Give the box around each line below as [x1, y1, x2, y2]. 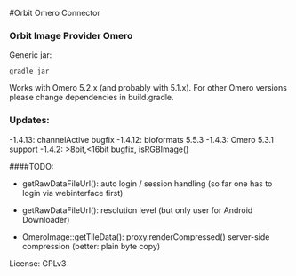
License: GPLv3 [9, 257, 67, 269]
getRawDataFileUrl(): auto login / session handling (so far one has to [21, 177, 273, 189]
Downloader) [21, 214, 70, 225]
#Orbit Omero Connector [9, 8, 100, 18]
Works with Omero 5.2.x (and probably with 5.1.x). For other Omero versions [9, 83, 287, 93]
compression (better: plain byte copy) [21, 241, 161, 251]
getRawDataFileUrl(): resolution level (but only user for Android [21, 204, 253, 216]
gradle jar [9, 67, 50, 76]
